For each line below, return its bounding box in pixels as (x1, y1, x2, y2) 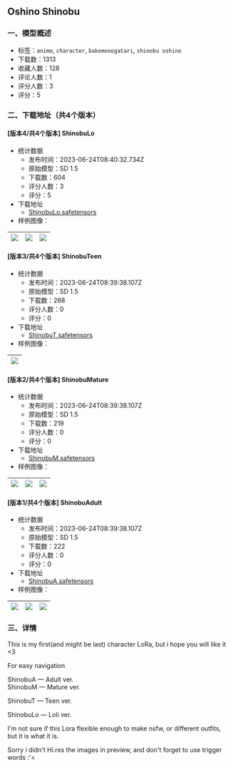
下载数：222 (28, 542, 66, 551)
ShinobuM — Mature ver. (7, 682, 81, 691)
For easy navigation (7, 661, 66, 669)
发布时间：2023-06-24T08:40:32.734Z (28, 155, 145, 163)
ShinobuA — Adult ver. (7, 675, 74, 684)
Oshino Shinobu (7, 6, 81, 18)
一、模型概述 (7, 29, 52, 38)
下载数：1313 (17, 55, 56, 63)
